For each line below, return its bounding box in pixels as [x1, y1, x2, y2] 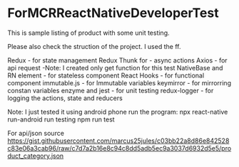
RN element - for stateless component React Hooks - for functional [7, 71, 205, 80]
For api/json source [7, 129, 64, 137]
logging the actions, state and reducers [7, 94, 123, 102]
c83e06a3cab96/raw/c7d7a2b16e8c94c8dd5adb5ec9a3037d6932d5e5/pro [7, 144, 232, 152]
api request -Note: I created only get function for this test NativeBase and [7, 63, 223, 72]
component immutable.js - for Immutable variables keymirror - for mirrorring [7, 78, 232, 87]
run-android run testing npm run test [7, 115, 116, 124]
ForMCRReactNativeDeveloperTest [7, 5, 219, 21]
